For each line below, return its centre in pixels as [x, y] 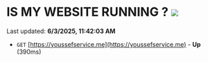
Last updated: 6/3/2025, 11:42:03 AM [61, 31]
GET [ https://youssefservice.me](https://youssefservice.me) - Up [109, 44]
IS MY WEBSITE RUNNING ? [88, 12]
